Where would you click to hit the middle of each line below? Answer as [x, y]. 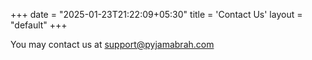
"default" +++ [39, 25]
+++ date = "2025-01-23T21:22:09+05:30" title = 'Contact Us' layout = [156, 14]
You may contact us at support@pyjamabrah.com [112, 44]
